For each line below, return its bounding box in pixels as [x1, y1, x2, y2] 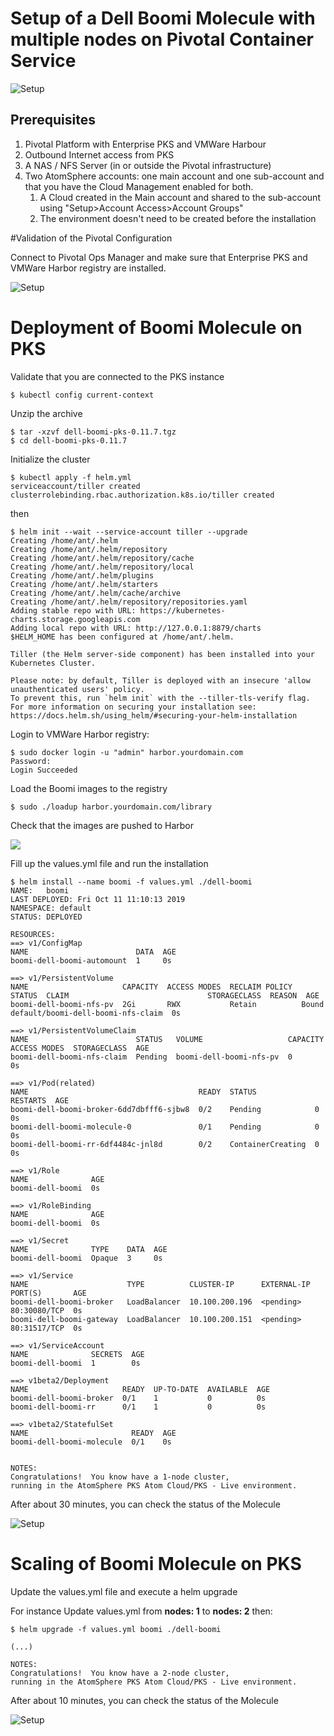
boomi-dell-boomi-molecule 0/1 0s [10, 1437, 172, 1447]
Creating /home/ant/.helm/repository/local [10, 562, 195, 572]
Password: [10, 756, 52, 766]
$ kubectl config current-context [10, 390, 155, 400]
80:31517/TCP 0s [10, 1323, 83, 1333]
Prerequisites [10, 112, 96, 129]
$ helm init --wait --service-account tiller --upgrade [10, 527, 248, 537]
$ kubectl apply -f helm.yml [10, 472, 132, 482]
